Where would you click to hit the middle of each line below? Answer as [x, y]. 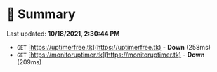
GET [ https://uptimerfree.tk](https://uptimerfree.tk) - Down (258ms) [114, 47]
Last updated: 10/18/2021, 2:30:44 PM [63, 34]
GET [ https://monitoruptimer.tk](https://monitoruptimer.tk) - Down [111, 55]
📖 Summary [41, 14]
